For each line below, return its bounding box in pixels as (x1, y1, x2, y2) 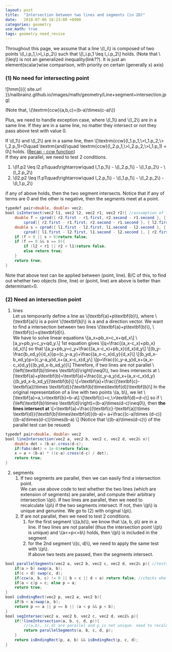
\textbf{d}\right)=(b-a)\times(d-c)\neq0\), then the (59, 400, 166, 406)
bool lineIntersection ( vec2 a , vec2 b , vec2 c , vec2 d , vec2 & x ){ (5, 436, 150, 441)
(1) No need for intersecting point (5, 74, 90, 81)
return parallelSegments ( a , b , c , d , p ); (24, 628, 114, 633)
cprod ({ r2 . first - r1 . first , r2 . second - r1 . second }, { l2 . (24, 220, 159, 225)
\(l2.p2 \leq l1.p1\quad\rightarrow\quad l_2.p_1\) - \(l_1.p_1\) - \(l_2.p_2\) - (12, 175, 164, 181)
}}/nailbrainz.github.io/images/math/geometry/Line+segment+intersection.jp (5, 92, 167, 98)
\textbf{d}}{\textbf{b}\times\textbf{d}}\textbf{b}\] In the (49, 383, 166, 390)
